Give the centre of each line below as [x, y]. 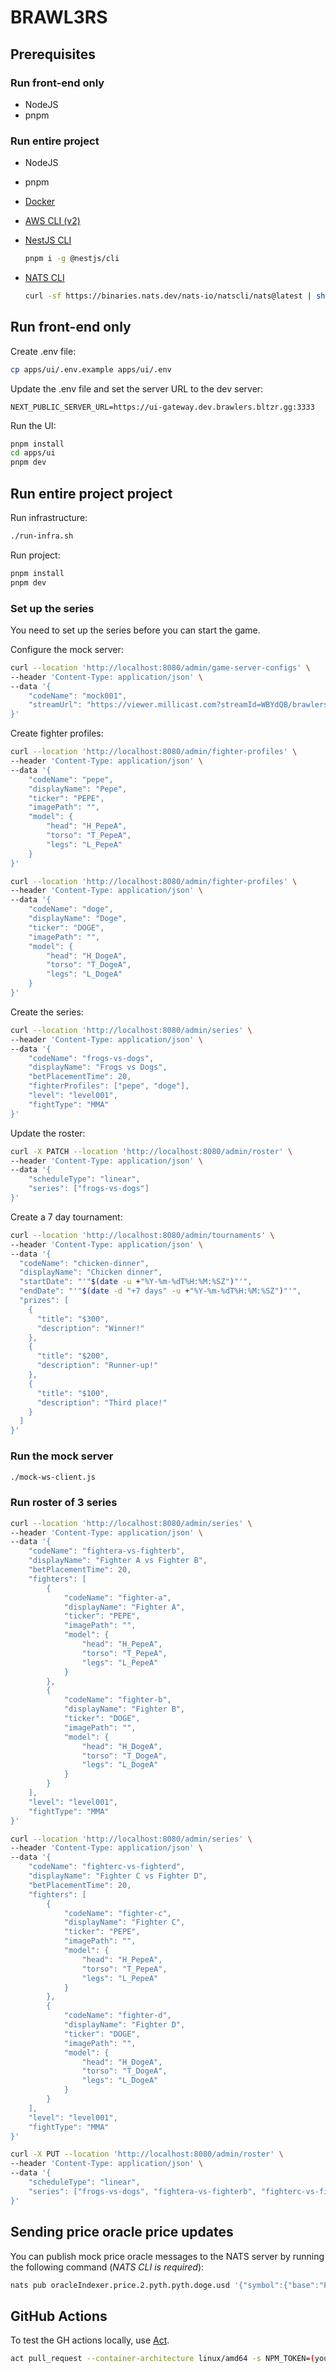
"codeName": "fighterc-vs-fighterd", [107, 1867]
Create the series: [47, 1012]
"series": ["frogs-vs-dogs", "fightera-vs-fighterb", [142, 2191]
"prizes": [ [44, 1301]
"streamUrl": [55, 705]
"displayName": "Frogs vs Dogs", [98, 1067]
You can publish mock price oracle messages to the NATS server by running [167, 2256]
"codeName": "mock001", [78, 696]
